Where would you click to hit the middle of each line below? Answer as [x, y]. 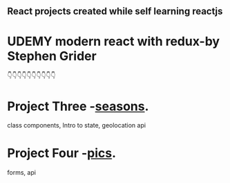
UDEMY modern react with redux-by [113, 41]
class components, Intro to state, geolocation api [77, 125]
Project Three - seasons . [78, 106]
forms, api [22, 173]
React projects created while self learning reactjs [115, 11]
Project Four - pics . [61, 154]
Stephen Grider [52, 56]
